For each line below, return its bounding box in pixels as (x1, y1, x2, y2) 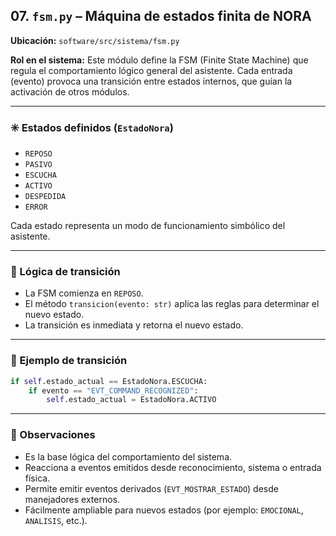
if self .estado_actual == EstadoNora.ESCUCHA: (10, 376, 208, 386)
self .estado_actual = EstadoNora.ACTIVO (46, 395, 217, 405)
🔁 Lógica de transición (10, 265, 121, 279)
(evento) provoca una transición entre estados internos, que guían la (10, 75, 293, 87)
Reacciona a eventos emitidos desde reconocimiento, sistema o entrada (24, 461, 322, 473)
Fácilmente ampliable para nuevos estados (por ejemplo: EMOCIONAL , (24, 504, 304, 516)
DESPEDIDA (24, 192, 67, 202)
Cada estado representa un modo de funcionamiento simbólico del (10, 220, 286, 232)
